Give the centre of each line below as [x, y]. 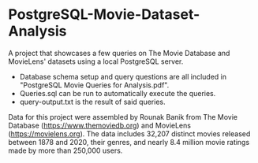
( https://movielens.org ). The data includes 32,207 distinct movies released [129, 133]
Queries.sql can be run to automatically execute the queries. [118, 93]
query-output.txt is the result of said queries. [92, 102]
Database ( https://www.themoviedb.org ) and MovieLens [100, 125]
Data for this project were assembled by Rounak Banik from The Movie [123, 117]
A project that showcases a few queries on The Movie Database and [119, 53]
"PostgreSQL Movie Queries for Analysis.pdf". [94, 85]
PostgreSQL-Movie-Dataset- [104, 15]
